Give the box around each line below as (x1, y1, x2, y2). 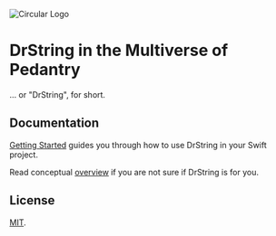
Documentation (9, 116, 100, 131)
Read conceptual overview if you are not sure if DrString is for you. (9, 166, 259, 177)
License (9, 193, 55, 208)
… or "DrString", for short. (9, 89, 106, 99)
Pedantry (9, 60, 81, 80)
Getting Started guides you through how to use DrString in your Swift (9, 139, 268, 150)
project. (9, 149, 39, 160)
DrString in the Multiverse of (9, 41, 229, 61)
